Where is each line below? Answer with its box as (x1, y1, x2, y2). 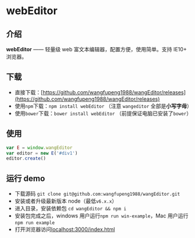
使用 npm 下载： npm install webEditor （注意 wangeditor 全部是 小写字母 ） (14, 102, 193, 110)
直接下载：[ (14, 88, 43, 95)
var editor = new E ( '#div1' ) (6, 150, 78, 156)
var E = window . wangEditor (6, 144, 73, 151)
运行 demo (6, 173, 45, 183)
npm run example (14, 220, 55, 226)
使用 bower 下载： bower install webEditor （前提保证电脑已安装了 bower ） (14, 110, 192, 117)
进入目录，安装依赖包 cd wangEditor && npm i (14, 205, 127, 212)
